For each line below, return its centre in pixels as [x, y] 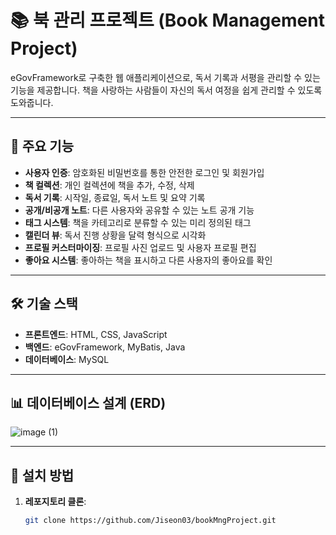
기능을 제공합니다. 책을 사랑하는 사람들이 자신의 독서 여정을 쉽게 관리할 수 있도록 [166, 90]
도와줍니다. [32, 102]
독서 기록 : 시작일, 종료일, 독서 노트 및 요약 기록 [115, 197]
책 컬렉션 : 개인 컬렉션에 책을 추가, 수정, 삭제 [109, 185]
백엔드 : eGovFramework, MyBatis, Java [105, 347]
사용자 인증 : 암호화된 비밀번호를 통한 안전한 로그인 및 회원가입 [144, 172]
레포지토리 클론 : [55, 502]
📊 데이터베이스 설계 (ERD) [88, 402]
